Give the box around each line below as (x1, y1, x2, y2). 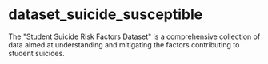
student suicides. (8, 48, 66, 58)
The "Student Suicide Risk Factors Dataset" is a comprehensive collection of (8, 32, 261, 41)
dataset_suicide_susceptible (8, 6, 203, 24)
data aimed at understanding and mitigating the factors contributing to (8, 40, 240, 49)
